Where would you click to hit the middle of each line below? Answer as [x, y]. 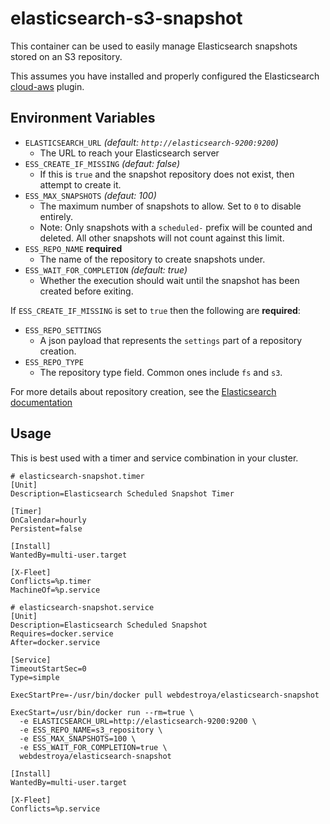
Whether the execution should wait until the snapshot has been [169, 280]
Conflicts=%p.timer [51, 581]
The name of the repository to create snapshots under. [152, 259]
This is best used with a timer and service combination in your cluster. [154, 458]
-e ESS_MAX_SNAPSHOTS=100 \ [78, 738]
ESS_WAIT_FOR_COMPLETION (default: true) [106, 269]
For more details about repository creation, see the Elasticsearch [143, 391]
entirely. [56, 216]
